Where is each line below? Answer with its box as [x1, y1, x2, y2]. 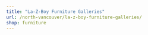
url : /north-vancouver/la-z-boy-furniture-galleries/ [6, 14, 143, 20]
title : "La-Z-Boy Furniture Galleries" [6, 8, 105, 15]
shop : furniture [6, 20, 46, 26]
